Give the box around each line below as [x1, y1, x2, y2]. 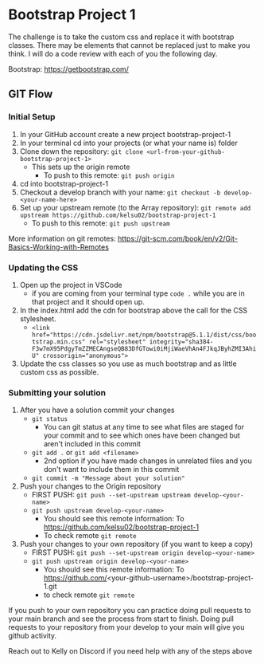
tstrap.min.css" [31, 337, 86, 346]
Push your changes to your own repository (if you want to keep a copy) [19, 540, 254, 549]
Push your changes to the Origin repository [19, 481, 161, 491]
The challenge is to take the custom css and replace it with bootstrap [8, 32, 235, 41]
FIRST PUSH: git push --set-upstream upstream [31, 490, 191, 500]
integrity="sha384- [149, 337, 214, 346]
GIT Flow [8, 88, 53, 101]
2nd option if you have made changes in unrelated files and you [43, 456, 252, 466]
